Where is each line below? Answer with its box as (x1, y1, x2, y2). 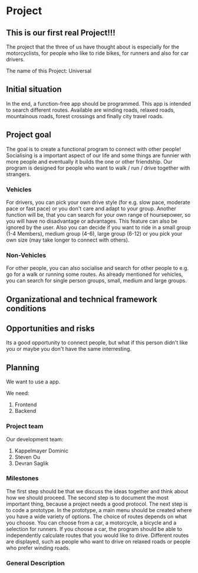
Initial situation (6, 84, 62, 95)
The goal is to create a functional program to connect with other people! (6, 145, 181, 152)
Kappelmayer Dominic (14, 447, 69, 454)
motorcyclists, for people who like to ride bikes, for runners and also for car (6, 50, 189, 57)
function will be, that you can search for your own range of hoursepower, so (6, 211, 191, 218)
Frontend (14, 401, 37, 408)
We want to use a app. (6, 378, 61, 385)
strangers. (6, 170, 31, 178)
